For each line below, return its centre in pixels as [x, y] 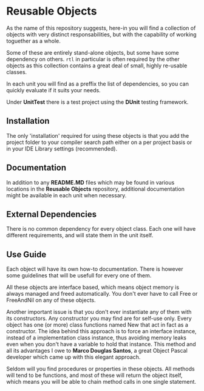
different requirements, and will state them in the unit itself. [80, 236]
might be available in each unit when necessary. [66, 195]
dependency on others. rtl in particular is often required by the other [93, 59]
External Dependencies [52, 214]
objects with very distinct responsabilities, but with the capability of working [101, 34]
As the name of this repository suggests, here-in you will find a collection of [101, 28]
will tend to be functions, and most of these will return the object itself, [94, 375]
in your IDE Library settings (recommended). [62, 148]
